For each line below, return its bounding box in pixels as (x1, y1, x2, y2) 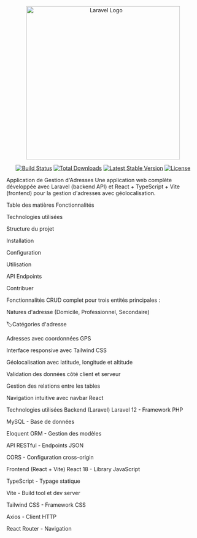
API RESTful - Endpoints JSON (6, 442, 84, 449)
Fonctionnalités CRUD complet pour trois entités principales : (6, 296, 161, 304)
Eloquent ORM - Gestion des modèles (6, 430, 102, 437)
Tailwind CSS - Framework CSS (6, 501, 86, 509)
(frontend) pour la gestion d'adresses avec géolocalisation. (6, 190, 156, 196)
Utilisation (6, 261, 32, 268)
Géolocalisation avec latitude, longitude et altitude (6, 359, 133, 366)
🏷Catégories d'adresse (6, 321, 67, 328)
